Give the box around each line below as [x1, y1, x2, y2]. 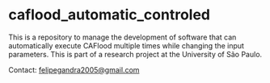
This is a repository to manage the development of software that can [8, 32, 237, 42]
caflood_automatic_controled [8, 6, 210, 24]
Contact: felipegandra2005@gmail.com [8, 64, 140, 74]
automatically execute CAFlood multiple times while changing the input [8, 40, 245, 50]
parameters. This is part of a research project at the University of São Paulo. [8, 49, 263, 59]
